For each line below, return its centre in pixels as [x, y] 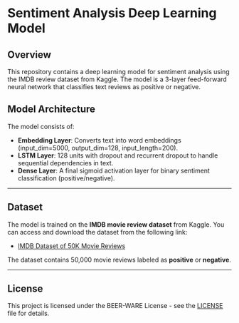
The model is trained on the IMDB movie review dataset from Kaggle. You [116, 224]
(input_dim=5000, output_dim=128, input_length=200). [98, 148]
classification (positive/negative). [66, 178]
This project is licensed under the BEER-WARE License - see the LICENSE [115, 306]
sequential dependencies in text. [65, 163]
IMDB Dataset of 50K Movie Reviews [71, 246]
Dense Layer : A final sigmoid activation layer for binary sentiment [113, 170]
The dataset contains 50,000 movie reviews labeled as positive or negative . [119, 260]
